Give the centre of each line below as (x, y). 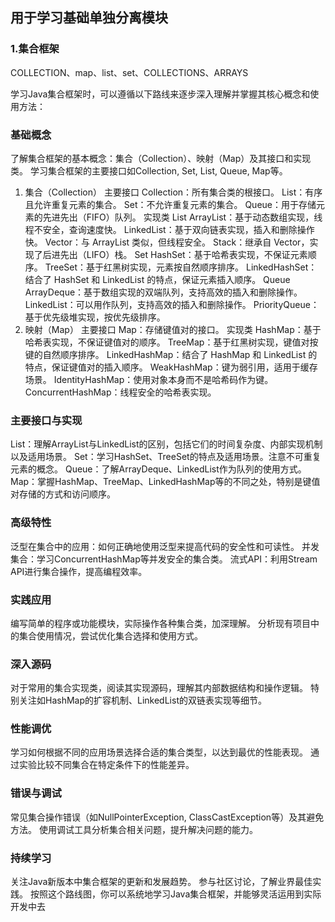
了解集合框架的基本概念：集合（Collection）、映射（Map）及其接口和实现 (161, 158)
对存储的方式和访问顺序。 (63, 494)
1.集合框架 (35, 49)
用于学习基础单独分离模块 (89, 18)
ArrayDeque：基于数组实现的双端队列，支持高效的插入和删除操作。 (163, 292)
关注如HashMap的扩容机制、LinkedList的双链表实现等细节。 (142, 700)
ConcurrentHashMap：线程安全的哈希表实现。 (120, 392)
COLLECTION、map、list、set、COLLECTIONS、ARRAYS (129, 72)
